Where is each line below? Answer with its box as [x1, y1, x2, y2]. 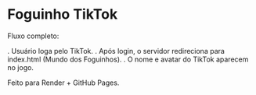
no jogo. [7, 62, 34, 72]
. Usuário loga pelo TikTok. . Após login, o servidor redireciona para [7, 46, 225, 55]
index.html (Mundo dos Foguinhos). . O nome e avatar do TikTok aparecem [7, 55, 249, 64]
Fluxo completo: [7, 31, 59, 40]
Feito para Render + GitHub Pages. [7, 78, 120, 87]
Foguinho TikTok [7, 5, 118, 23]
